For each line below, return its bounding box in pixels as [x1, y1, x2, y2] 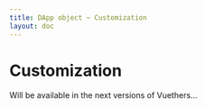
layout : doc [9, 22, 54, 31]
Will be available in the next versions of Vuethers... [9, 90, 198, 101]
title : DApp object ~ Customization [9, 13, 147, 22]
